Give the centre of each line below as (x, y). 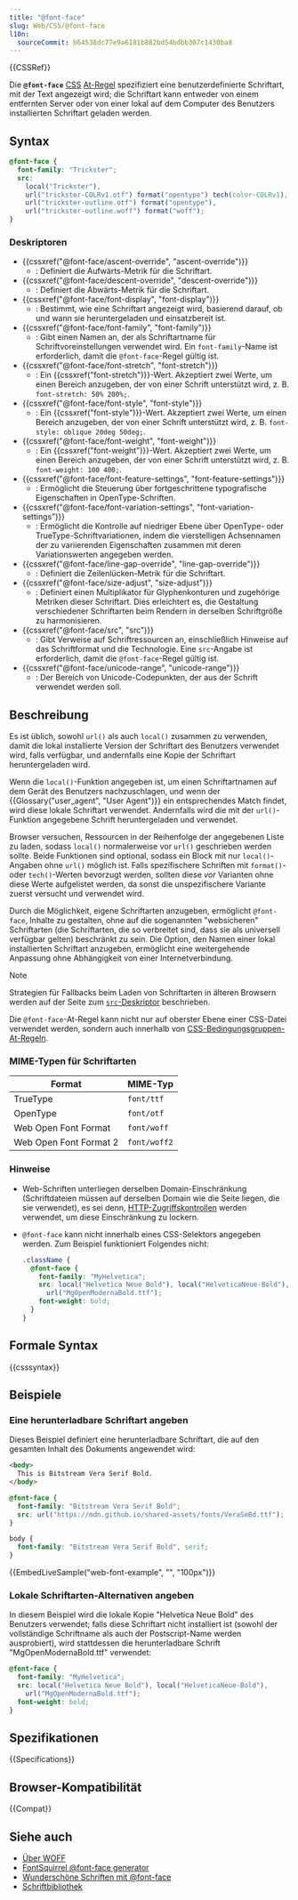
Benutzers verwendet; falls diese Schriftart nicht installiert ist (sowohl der (144, 1624)
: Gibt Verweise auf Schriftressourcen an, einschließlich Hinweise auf (162, 640)
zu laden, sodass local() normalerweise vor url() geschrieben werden (141, 847)
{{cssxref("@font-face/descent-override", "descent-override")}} (140, 280)
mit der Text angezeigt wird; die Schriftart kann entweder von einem (134, 94)
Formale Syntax (54, 1345)
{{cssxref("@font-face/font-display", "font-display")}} (121, 300)
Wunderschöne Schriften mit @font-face (97, 1877)
